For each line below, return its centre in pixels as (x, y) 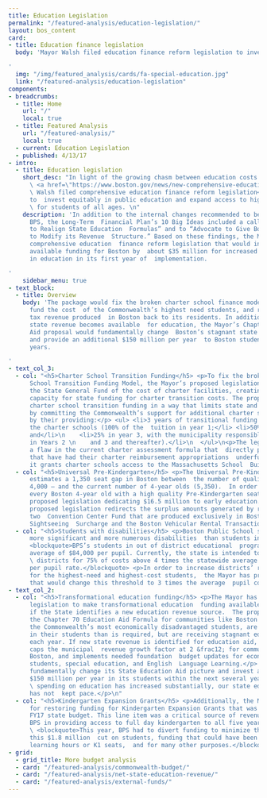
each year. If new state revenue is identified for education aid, (143, 642)
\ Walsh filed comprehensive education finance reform (122, 192)
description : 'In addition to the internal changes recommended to (136, 214)
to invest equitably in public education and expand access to (138, 199)
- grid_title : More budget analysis (76, 760)
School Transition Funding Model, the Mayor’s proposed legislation (145, 384)
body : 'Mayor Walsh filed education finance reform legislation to (130, 52)
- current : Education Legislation (72, 148)
